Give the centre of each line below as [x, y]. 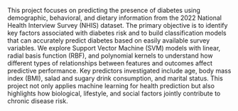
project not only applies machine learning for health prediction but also [111, 86]
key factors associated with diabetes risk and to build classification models [117, 33]
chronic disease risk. [38, 101]
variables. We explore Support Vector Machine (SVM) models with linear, [114, 48]
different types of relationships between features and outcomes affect [110, 63]
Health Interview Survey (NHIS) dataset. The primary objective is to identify [118, 25]
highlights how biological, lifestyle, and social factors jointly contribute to [114, 93]
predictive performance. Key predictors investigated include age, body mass [119, 71]
